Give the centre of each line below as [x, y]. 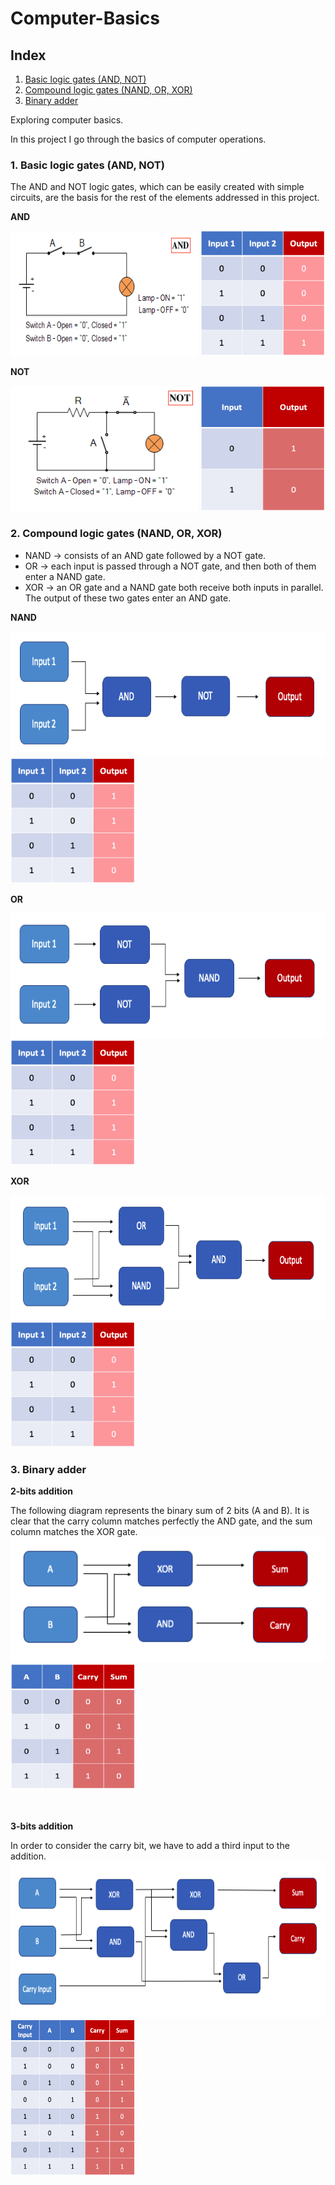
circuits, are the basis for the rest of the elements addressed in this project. [165, 198]
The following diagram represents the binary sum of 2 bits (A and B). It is [160, 1510]
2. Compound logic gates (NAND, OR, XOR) [116, 534]
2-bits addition [41, 1491]
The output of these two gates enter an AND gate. [128, 598]
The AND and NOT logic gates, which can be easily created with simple [157, 187]
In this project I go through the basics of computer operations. [138, 139]
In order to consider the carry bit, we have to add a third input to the [150, 1845]
